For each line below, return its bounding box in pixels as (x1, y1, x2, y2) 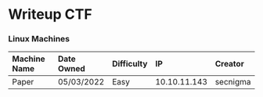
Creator (214, 59, 244, 70)
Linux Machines (8, 34, 70, 45)
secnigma (214, 77, 251, 88)
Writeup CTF (8, 5, 92, 23)
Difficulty (112, 59, 148, 70)
